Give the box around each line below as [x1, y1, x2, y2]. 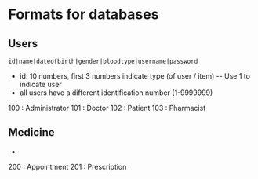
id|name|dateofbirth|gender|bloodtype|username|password [8, 57, 198, 65]
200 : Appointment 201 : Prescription [8, 162, 127, 171]
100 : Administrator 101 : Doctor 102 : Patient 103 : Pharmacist [8, 104, 206, 112]
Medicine [8, 126, 55, 139]
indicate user [19, 80, 63, 89]
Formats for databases [8, 5, 159, 24]
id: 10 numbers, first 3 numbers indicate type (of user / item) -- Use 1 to [19, 71, 251, 80]
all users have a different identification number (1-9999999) [19, 88, 213, 97]
